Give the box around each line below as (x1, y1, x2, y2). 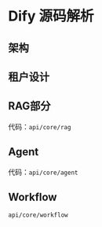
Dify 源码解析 (8, 7, 94, 25)
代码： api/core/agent (8, 167, 78, 177)
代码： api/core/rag (8, 121, 71, 131)
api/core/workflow (8, 211, 68, 219)
